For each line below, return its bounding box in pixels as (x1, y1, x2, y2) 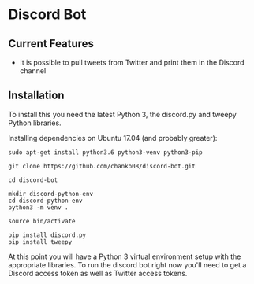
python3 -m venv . (8, 203, 69, 212)
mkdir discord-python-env (8, 190, 93, 197)
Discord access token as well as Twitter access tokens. (8, 268, 188, 278)
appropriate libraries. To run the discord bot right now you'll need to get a (8, 260, 247, 269)
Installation (8, 89, 65, 102)
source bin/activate (8, 217, 77, 225)
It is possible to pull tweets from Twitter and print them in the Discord (19, 57, 245, 67)
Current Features (8, 37, 95, 50)
